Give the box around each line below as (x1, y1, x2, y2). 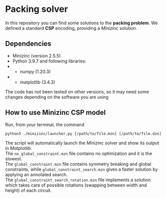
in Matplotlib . (5, 145, 32, 151)
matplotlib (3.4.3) (19, 79, 55, 85)
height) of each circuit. (5, 187, 52, 193)
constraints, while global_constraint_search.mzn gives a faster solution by (5, 166, 158, 172)
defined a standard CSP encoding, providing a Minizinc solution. (5, 25, 138, 31)
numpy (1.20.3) (19, 68, 51, 74)
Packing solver (5, 3, 68, 15)
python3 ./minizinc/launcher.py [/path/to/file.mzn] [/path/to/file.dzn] (5, 131, 162, 136)
